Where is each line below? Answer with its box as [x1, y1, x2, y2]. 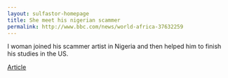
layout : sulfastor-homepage [7, 10, 90, 17]
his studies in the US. [7, 49, 69, 58]
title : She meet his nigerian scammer [7, 17, 121, 24]
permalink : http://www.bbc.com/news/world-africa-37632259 [7, 23, 184, 30]
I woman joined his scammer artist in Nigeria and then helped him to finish [7, 42, 222, 51]
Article [7, 63, 27, 72]
